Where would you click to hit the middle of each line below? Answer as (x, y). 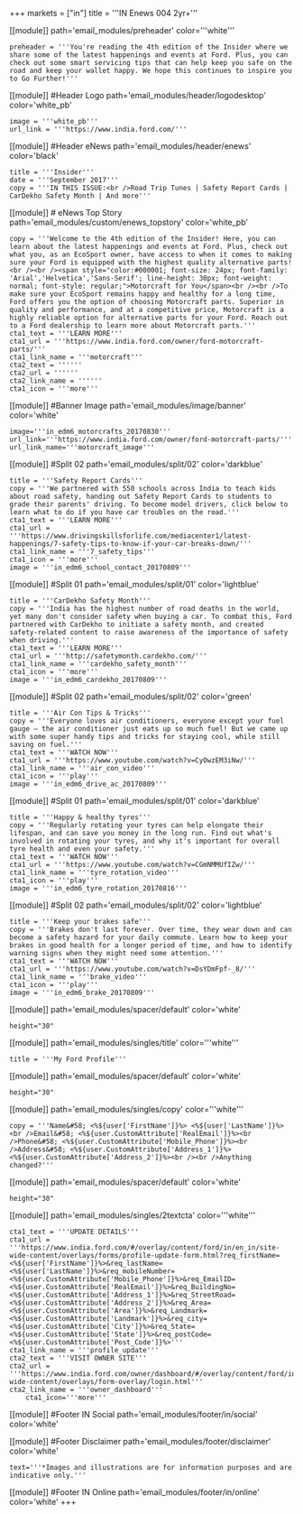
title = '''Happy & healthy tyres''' (80, 817)
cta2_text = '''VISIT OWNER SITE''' (78, 1358)
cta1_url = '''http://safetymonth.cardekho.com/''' (108, 656)
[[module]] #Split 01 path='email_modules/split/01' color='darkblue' (134, 801)
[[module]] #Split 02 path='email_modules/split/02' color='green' (131, 697)
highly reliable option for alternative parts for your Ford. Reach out (149, 318)
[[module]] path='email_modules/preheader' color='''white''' (122, 30)
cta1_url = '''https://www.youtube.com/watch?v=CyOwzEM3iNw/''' (133, 761)
